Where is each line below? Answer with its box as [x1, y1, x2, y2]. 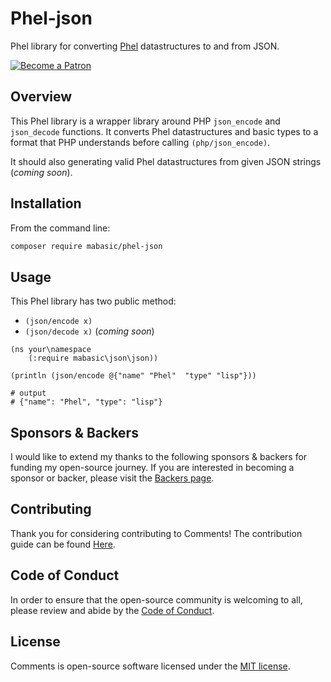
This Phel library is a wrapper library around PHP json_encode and [10, 115, 281, 127]
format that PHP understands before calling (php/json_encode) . [10, 136, 271, 148]
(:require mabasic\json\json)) [28, 353, 159, 364]
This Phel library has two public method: [10, 295, 177, 307]
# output [10, 388, 47, 399]
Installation [10, 195, 82, 212]
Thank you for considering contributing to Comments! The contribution [10, 527, 303, 539]
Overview [10, 88, 73, 106]
